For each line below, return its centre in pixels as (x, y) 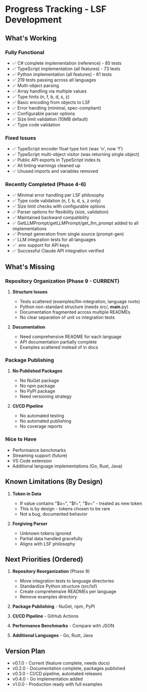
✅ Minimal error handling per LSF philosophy (58, 195)
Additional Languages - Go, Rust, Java (52, 635)
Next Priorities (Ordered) (44, 559)
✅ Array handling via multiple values (49, 91)
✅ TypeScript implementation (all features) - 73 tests (66, 69)
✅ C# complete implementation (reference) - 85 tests (67, 63)
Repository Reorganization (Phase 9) (51, 572)
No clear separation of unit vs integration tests (67, 318)
